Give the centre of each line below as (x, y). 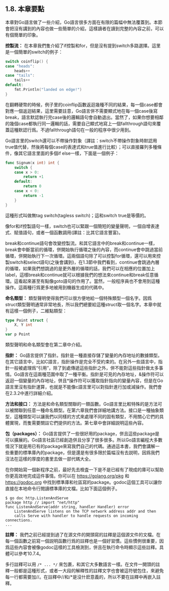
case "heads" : (20, 66)
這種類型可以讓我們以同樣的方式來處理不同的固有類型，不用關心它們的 (87, 417)
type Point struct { (27, 320)
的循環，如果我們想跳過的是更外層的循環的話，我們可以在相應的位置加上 (80, 268)
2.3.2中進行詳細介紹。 (32, 393)
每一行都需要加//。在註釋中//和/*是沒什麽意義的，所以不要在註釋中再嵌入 (81, 577)
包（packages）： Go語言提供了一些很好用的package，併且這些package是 (82, 434)
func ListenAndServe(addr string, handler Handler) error (67, 507)
